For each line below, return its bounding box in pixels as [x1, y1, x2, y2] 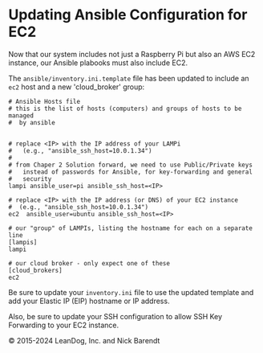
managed [8, 111, 34, 120]
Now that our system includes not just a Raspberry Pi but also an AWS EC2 [8, 49, 256, 59]
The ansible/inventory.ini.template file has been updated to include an [8, 73, 250, 83]
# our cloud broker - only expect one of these [8, 259, 171, 267]
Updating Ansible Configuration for [8, 6, 248, 24]
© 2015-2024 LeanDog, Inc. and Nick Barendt [8, 335, 160, 345]
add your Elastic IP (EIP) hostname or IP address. [8, 296, 170, 306]
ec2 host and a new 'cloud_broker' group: [8, 82, 145, 92]
